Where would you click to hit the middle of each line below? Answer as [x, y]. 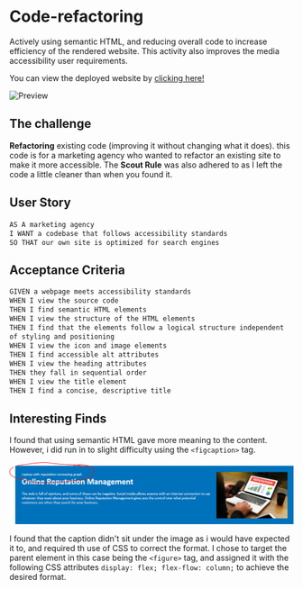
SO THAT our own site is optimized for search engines [115, 242]
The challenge [50, 124]
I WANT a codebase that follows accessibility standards [119, 233]
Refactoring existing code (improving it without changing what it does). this [150, 145]
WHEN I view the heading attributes [78, 364]
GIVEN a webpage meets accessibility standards [101, 292]
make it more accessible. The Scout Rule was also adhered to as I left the [146, 165]
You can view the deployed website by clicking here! [107, 77]
